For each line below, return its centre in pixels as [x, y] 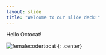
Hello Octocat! [24, 34]
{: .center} [70, 46]
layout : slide [24, 12]
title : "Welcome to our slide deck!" [53, 17]
